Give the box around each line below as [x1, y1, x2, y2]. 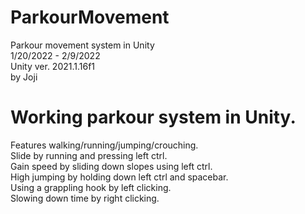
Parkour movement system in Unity [10, 39, 155, 51]
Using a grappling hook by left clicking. [10, 181, 172, 193]
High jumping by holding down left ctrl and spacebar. [10, 171, 229, 183]
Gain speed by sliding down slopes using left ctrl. [10, 160, 213, 172]
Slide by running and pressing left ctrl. [10, 149, 168, 161]
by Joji [10, 71, 38, 83]
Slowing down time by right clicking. [10, 192, 160, 204]
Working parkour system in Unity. [10, 106, 297, 129]
